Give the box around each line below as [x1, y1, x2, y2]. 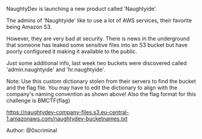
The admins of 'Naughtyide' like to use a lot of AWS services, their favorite [6, 17, 192, 24]
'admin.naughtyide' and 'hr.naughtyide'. [6, 66, 106, 73]
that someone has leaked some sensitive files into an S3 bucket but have [6, 42, 188, 48]
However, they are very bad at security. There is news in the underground [6, 35, 190, 42]
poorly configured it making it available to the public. [6, 48, 137, 55]
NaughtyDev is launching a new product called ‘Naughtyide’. [6, 5, 157, 12]
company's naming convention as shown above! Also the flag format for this [6, 91, 197, 97]
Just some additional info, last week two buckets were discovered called [6, 60, 187, 66]
